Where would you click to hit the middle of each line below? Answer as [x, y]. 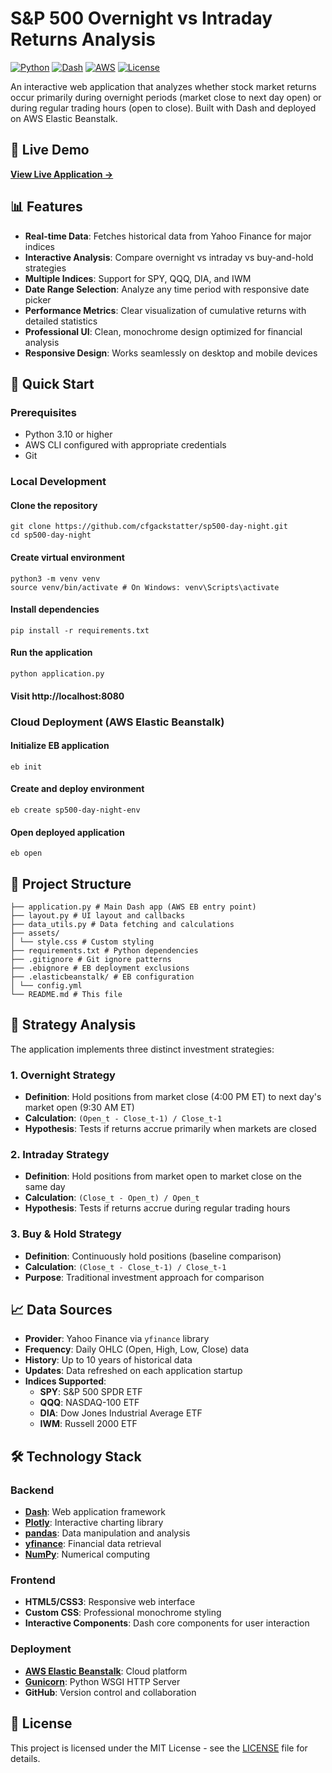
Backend [32, 1490]
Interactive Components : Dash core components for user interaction [167, 1623]
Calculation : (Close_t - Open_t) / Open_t [112, 1198]
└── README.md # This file [66, 994]
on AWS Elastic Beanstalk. [64, 118]
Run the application [51, 653]
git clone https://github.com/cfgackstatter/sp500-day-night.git [149, 527]
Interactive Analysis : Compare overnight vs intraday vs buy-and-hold [169, 257]
